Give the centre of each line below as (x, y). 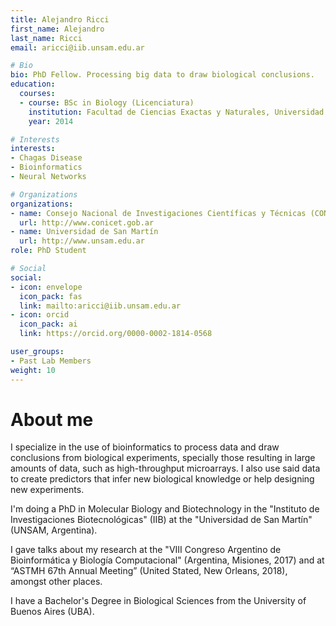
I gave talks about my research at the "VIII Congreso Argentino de (146, 550)
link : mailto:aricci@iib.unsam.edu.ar (100, 306)
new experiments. (47, 490)
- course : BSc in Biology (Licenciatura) (107, 102)
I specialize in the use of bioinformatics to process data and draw (145, 447)
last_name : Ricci (46, 38)
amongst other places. (56, 582)
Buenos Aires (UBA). (52, 612)
